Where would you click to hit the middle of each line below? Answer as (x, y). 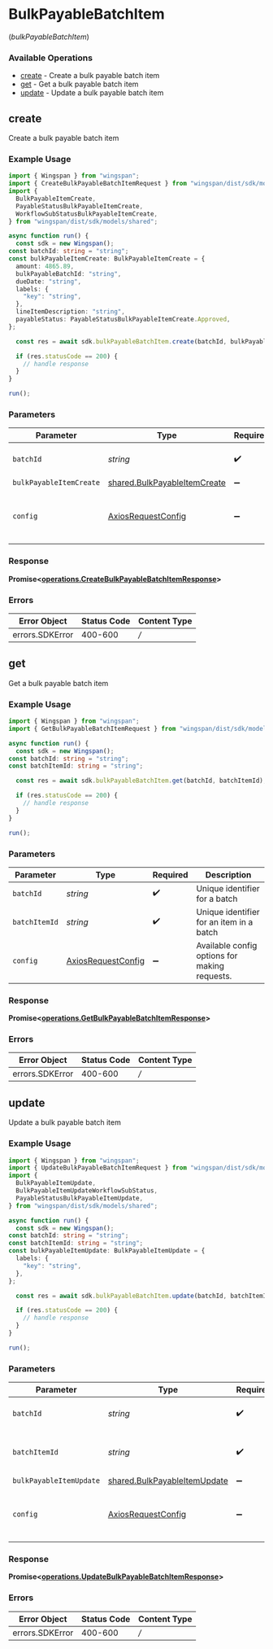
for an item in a (225, 922)
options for (217, 956)
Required (170, 874)
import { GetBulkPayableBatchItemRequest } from (92, 728)
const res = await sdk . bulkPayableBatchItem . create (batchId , (121, 341)
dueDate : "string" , (49, 282)
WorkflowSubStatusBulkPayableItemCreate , (87, 214)
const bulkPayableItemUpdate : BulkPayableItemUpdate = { (107, 1251)
